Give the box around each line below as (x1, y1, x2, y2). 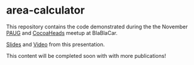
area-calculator (6, 4, 85, 17)
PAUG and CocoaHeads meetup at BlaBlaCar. (6, 29, 118, 36)
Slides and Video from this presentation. (6, 41, 105, 48)
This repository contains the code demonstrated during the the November (6, 23, 188, 30)
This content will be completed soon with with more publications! (6, 52, 166, 59)
